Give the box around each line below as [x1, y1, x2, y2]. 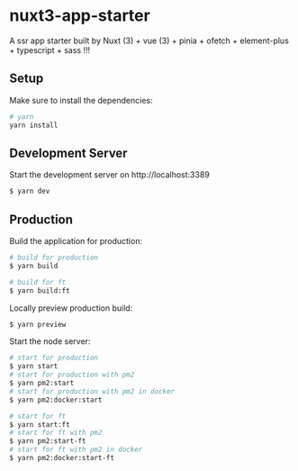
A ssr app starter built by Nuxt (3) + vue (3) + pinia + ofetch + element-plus [9, 35, 290, 46]
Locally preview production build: [9, 303, 133, 313]
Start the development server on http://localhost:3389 [9, 169, 210, 180]
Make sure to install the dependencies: [9, 95, 153, 105]
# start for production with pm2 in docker [9, 386, 176, 396]
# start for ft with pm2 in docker [9, 445, 143, 455]
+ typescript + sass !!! [9, 44, 91, 55]
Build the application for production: [9, 236, 142, 246]
